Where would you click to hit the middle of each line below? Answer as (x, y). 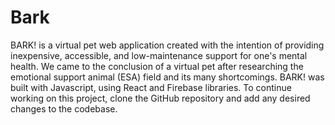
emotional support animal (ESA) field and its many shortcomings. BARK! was (167, 77)
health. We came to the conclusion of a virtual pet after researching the (157, 66)
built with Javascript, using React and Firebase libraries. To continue (151, 87)
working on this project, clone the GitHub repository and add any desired (160, 98)
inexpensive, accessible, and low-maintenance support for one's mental (159, 55)
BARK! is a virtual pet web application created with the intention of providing (167, 45)
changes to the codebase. (64, 108)
